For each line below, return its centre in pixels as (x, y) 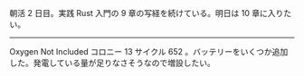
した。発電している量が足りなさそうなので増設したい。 (112, 63)
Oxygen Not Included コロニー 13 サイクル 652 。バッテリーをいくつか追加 (149, 51)
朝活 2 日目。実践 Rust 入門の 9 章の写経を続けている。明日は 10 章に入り (147, 13)
